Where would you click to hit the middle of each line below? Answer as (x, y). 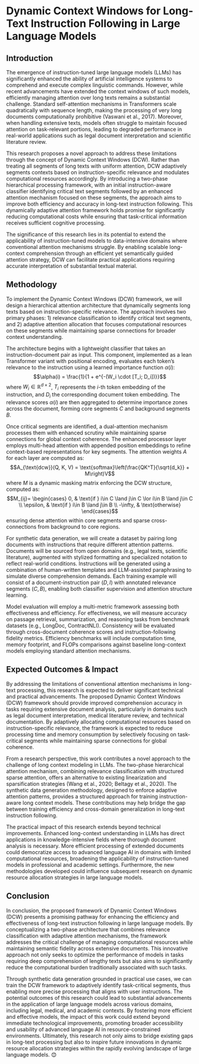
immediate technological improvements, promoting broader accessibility (94, 1023)
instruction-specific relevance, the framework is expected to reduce (90, 728)
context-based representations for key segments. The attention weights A (97, 452)
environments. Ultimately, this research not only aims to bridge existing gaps (100, 1035)
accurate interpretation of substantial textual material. (72, 266)
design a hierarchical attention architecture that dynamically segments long (98, 305)
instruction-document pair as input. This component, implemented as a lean (99, 354)
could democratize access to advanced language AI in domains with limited (99, 852)
